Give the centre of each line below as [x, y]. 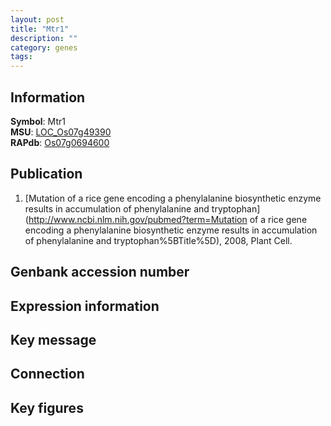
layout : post [37, 19]
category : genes [44, 47]
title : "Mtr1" [40, 29]
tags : [21, 57]
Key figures [47, 407]
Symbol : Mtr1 [38, 121]
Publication [46, 174]
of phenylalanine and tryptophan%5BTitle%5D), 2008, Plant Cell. [158, 240]
